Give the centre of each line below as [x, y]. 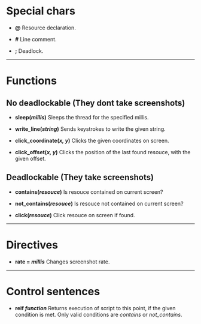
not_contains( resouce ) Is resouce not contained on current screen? [99, 203]
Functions [31, 81]
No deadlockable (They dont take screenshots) [96, 103]
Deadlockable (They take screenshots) [80, 177]
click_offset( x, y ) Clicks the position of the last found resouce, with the [103, 152]
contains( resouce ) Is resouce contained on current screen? [89, 192]
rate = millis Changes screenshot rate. [62, 262]
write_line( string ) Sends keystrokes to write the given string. [90, 129]
